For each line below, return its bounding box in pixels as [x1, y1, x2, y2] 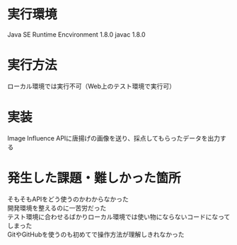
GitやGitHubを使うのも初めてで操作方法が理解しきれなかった [7, 230, 185, 239]
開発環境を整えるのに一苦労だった [7, 203, 107, 212]
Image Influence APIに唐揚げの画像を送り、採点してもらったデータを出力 [7, 133, 221, 142]
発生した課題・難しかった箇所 [7, 170, 182, 186]
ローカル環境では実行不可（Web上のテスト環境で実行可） [7, 82, 175, 90]
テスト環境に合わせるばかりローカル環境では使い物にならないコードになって [7, 213, 231, 221]
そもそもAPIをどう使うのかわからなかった [7, 195, 129, 203]
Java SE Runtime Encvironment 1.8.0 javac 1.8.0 [7, 30, 146, 39]
